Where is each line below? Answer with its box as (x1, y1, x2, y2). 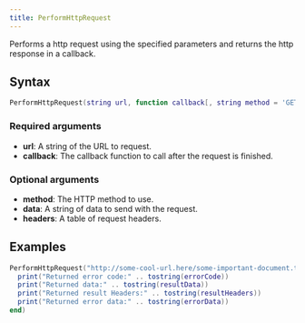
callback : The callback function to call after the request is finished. (22, 150, 274, 161)
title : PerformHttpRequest (9, 13, 112, 23)
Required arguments (9, 120, 102, 133)
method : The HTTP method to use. (22, 193, 154, 205)
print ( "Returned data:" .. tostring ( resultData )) (17, 280, 209, 289)
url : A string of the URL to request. (22, 140, 152, 151)
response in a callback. (9, 47, 96, 59)
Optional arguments (9, 173, 100, 186)
